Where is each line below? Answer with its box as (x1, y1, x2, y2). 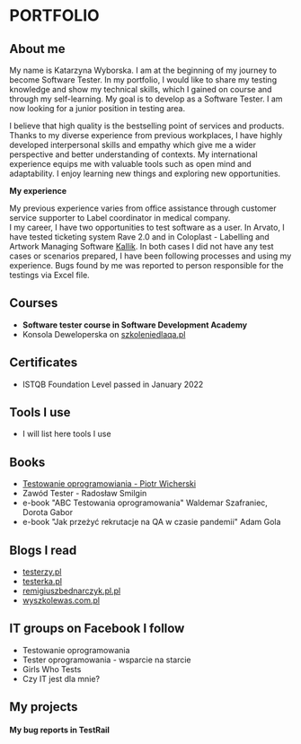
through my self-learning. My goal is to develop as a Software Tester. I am (9, 93, 283, 104)
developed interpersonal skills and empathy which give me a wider (9, 140, 256, 150)
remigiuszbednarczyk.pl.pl (22, 585, 121, 597)
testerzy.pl (22, 566, 62, 577)
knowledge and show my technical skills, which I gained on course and (9, 84, 272, 94)
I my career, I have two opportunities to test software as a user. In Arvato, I (9, 222, 285, 232)
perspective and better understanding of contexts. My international (9, 149, 258, 160)
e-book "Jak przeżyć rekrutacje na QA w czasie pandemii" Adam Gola (22, 517, 281, 528)
